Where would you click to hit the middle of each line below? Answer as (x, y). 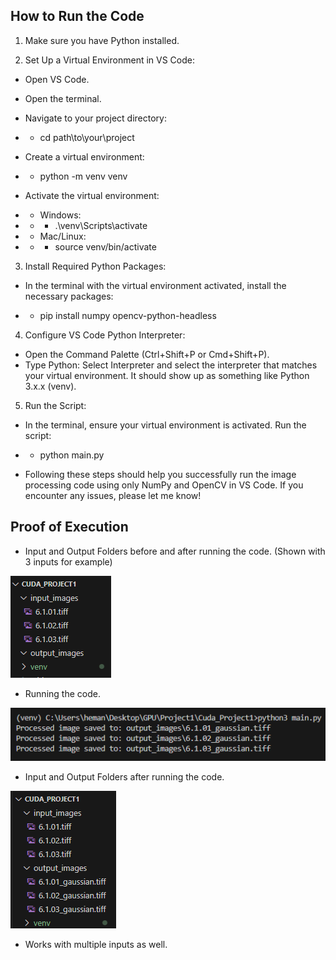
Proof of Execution (69, 527)
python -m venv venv (83, 176)
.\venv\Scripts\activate (101, 225)
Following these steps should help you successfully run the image (160, 474)
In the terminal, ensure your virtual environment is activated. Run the (165, 425)
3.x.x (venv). (50, 386)
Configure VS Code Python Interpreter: (105, 335)
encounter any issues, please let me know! (113, 495)
